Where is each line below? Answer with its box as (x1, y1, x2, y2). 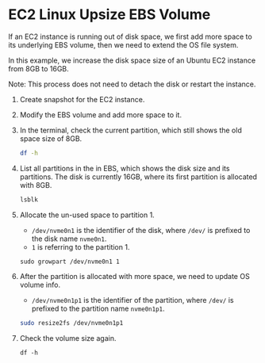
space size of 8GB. (19, 133, 83, 143)
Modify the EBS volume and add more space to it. (19, 109, 182, 120)
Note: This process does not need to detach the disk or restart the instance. (8, 79, 256, 89)
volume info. (19, 280, 61, 289)
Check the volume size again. (19, 333, 117, 342)
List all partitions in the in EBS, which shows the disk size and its (19, 163, 230, 173)
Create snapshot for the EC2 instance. (19, 94, 145, 104)
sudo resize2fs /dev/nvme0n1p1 (19, 319, 124, 327)
